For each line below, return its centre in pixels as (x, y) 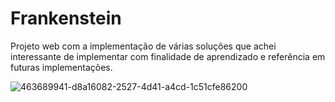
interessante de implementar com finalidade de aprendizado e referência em (168, 56)
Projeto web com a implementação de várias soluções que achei (143, 46)
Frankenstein (66, 18)
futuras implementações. (61, 67)
